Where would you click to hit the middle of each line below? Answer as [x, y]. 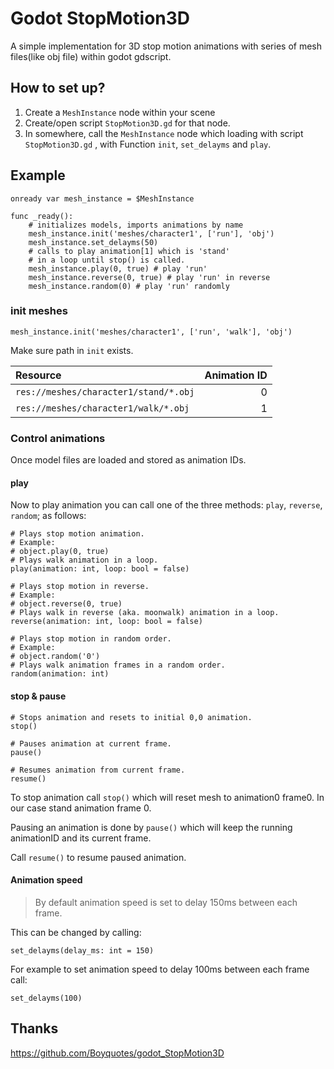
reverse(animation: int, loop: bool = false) [106, 622]
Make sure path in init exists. [72, 350]
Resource [38, 375]
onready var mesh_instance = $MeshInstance [102, 198]
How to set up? [58, 88]
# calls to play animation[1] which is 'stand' [129, 251]
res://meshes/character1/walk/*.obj [102, 408]
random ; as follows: [48, 516]
